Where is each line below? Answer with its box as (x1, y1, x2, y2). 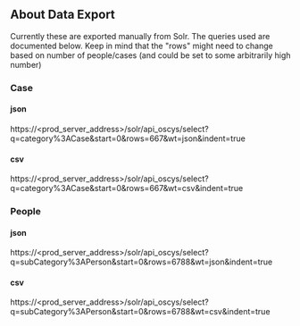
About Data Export (10, 7, 115, 22)
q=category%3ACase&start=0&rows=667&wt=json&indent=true (10, 133, 246, 144)
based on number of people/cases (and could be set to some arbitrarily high (10, 49, 291, 61)
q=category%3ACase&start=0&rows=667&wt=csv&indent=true (10, 183, 244, 194)
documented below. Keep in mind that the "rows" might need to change (10, 40, 273, 51)
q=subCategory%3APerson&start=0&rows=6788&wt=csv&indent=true (10, 306, 271, 317)
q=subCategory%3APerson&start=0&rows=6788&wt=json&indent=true (10, 256, 273, 267)
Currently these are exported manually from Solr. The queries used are (10, 30, 271, 41)
